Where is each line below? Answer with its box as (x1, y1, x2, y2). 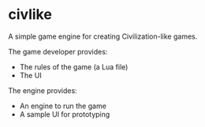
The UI (19, 70, 42, 80)
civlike (8, 6, 53, 24)
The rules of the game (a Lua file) (19, 62, 129, 72)
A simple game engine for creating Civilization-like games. (8, 32, 198, 41)
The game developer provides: (8, 47, 108, 56)
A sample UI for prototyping (19, 109, 110, 119)
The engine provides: (8, 85, 77, 95)
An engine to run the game (19, 101, 106, 110)
